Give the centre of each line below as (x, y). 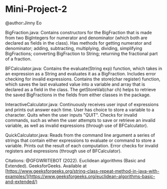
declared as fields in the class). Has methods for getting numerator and (79, 43)
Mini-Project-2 (36, 9)
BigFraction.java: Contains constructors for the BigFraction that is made (79, 32)
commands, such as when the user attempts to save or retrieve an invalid (80, 120)
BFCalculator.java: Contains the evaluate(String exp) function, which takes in (84, 68)
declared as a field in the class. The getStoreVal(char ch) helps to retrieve (81, 89)
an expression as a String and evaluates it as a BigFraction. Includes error (81, 73)
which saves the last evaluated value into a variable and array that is (75, 84)
